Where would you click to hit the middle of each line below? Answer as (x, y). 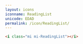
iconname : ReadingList (28, 14)
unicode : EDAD (20, 19)
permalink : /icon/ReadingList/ (37, 23)
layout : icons (20, 10)
